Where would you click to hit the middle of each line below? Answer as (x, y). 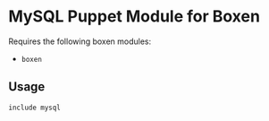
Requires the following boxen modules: (80, 41)
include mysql (35, 108)
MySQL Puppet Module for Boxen (134, 17)
